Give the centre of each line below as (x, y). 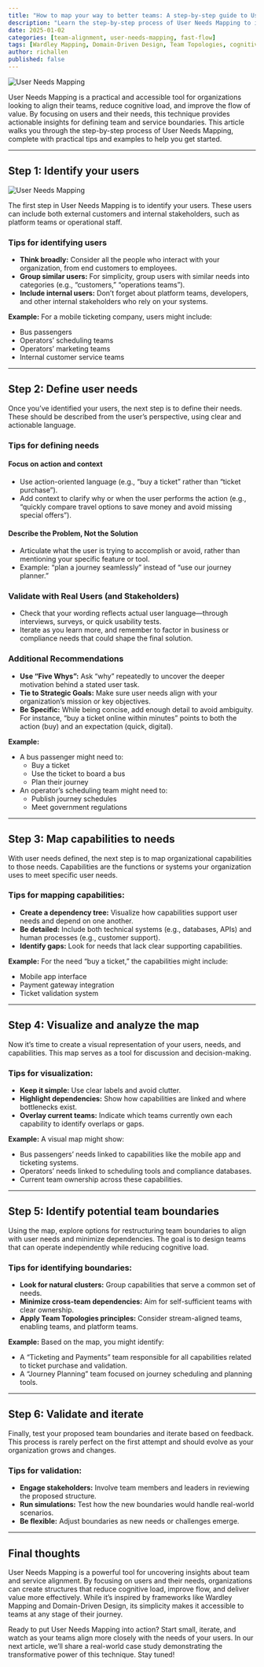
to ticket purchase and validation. (73, 1366)
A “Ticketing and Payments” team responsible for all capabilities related (135, 1357)
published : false (37, 60)
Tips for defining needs (54, 445)
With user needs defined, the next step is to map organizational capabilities (130, 858)
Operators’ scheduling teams (66, 340)
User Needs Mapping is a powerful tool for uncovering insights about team (129, 1572)
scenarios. (37, 1513)
